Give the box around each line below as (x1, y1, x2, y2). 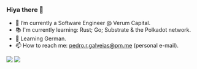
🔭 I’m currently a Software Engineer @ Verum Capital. (15, 20, 151, 27)
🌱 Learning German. (15, 35, 66, 42)
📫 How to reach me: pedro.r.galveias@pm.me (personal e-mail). (15, 42, 179, 49)
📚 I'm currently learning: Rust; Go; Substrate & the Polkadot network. (15, 26, 191, 34)
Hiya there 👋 (6, 5, 44, 14)
